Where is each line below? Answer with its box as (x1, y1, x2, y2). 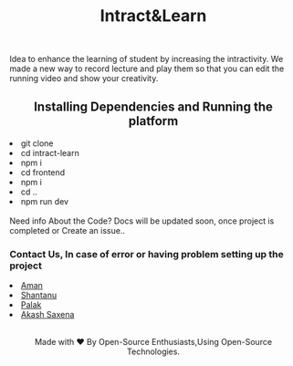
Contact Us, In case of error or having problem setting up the (9, 247, 285, 260)
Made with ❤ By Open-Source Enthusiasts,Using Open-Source (35, 337, 272, 348)
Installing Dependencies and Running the (33, 99, 274, 115)
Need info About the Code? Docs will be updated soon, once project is (9, 215, 275, 226)
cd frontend (21, 166, 66, 178)
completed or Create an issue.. (9, 225, 126, 235)
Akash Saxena (21, 309, 75, 320)
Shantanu (21, 289, 58, 301)
